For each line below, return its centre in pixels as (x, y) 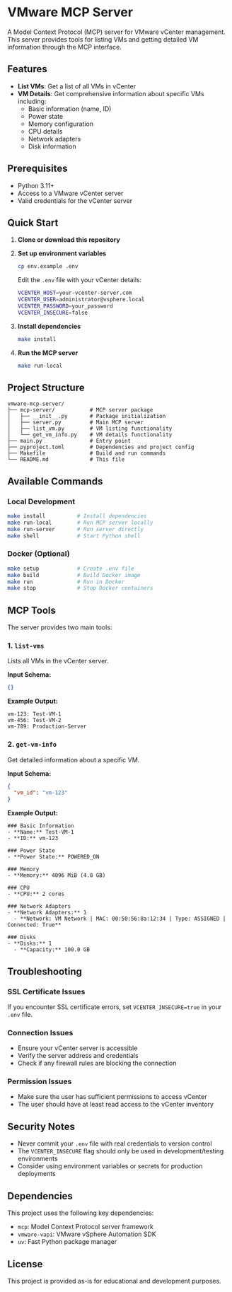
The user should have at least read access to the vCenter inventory (116, 1105)
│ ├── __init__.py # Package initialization (87, 417)
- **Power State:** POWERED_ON (53, 857)
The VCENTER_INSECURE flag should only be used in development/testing (121, 1151)
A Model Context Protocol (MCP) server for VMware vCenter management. (117, 32)
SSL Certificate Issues (46, 991)
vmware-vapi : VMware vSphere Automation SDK (87, 1234)
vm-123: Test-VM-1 (34, 714)
